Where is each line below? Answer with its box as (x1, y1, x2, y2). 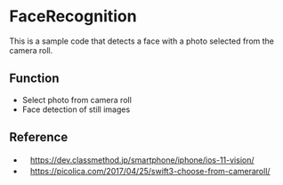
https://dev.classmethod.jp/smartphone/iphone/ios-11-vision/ (29, 154, 255, 165)
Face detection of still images (21, 104, 131, 115)
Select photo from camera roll (21, 94, 132, 105)
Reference (9, 130, 69, 145)
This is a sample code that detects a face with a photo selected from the (9, 36, 274, 46)
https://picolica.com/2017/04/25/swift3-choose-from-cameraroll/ (29, 165, 271, 176)
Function (9, 71, 60, 86)
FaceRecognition (9, 6, 137, 27)
